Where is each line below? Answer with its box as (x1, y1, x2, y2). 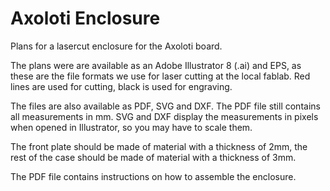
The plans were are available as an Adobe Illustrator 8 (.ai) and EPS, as (10, 59, 302, 71)
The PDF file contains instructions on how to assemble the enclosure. (10, 170, 297, 182)
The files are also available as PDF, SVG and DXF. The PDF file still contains (10, 100, 321, 112)
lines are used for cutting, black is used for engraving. (10, 80, 233, 92)
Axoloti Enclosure (10, 7, 161, 30)
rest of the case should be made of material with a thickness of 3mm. (10, 151, 297, 163)
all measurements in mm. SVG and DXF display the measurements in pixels (10, 110, 319, 122)
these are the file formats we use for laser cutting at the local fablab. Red (10, 70, 311, 82)
